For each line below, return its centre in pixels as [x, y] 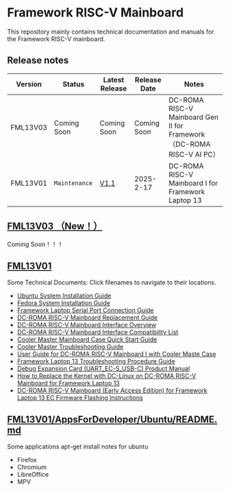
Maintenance [73, 183]
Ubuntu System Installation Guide [64, 296]
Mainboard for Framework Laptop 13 [68, 383]
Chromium [31, 467]
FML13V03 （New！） [55, 227]
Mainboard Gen [194, 117]
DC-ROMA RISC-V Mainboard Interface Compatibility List [98, 332]
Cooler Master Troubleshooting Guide [70, 347]
